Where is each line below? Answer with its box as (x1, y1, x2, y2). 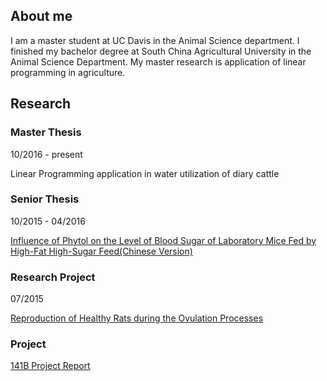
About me (10, 8, 73, 25)
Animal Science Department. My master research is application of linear (10, 55, 307, 68)
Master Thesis (10, 125, 82, 139)
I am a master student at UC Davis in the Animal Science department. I (10, 34, 300, 46)
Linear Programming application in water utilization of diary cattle (10, 167, 280, 179)
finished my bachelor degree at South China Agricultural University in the (10, 45, 312, 57)
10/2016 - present (10, 148, 83, 160)
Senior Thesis (10, 192, 80, 206)
